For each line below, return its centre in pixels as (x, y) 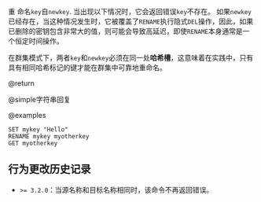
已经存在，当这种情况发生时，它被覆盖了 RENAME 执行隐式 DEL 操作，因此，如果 (131, 21)
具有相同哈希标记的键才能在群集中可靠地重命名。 (87, 68)
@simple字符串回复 (39, 99)
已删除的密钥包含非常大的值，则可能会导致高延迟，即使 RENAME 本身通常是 (125, 31)
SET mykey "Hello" (38, 130)
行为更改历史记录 (50, 169)
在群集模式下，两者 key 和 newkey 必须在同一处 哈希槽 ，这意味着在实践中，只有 (131, 58)
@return (22, 83)
